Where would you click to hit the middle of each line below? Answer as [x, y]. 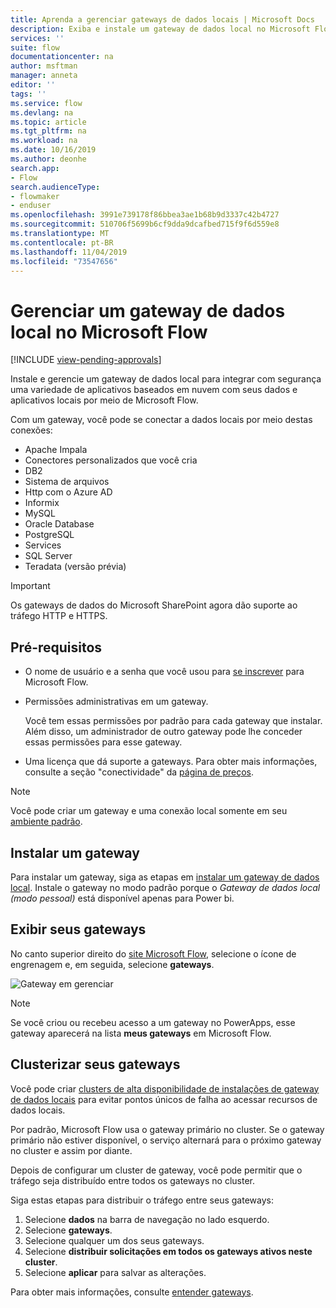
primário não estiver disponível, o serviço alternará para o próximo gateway [166, 1140]
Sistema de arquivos [67, 482]
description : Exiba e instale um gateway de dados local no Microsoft [160, 29]
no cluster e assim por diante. [71, 1150]
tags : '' [28, 94]
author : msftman [44, 66]
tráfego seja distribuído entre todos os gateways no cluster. [132, 1180]
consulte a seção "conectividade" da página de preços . [139, 772]
